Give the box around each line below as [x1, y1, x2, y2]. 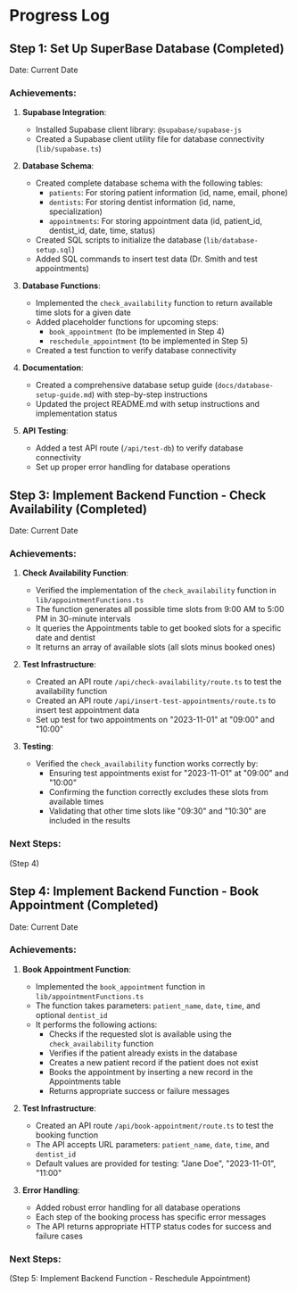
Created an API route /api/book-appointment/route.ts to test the [35, 1120, 274, 1130]
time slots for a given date [35, 307, 132, 318]
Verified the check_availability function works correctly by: [35, 758, 259, 769]
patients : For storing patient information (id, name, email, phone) [48, 187, 288, 198]
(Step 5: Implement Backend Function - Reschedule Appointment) [9, 1273, 252, 1284]
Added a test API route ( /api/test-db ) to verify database [35, 443, 243, 453]
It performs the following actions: [35, 1019, 158, 1030]
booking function [35, 1130, 99, 1140]
